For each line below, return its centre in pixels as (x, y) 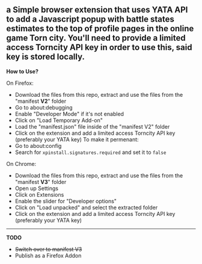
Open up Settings (37, 188)
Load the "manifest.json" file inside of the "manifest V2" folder (92, 126)
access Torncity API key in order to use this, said (99, 48)
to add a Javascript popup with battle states (90, 20)
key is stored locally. (46, 57)
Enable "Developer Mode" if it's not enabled (69, 114)
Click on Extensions (39, 194)
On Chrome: (21, 164)
